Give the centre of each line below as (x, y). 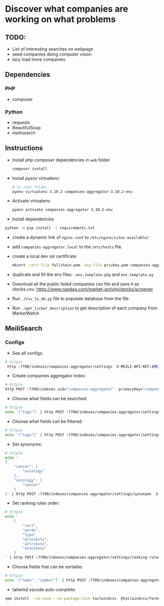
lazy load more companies (39, 59)
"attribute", (36, 544)
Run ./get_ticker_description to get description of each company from (85, 308)
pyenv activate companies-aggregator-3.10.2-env (62, 210)
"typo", (30, 535)
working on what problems (61, 19)
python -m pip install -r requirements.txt (50, 228)
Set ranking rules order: (36, 503)
